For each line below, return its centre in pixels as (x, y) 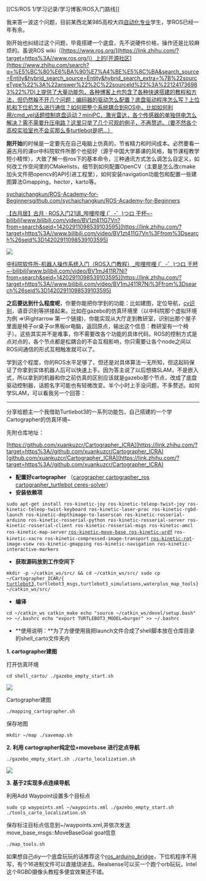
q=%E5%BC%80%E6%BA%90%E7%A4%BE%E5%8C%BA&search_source (103, 72)
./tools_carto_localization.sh (46, 813)
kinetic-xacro (25, 539)
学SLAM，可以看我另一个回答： (46, 393)
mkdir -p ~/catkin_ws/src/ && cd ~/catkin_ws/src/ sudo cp (83, 573)
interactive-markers (33, 549)
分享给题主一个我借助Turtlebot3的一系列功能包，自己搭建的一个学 (90, 412)
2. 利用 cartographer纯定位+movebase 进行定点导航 (73, 747)
